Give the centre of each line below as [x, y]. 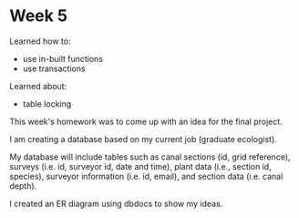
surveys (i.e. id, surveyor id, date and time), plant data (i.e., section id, [140, 166]
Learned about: [38, 86]
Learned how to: [40, 41]
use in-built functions [62, 58]
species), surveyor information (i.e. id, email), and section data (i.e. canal [146, 176]
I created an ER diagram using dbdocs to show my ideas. [116, 203]
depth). [23, 186]
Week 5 [39, 16]
